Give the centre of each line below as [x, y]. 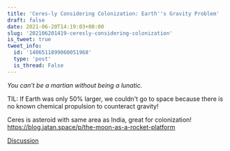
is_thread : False [39, 65]
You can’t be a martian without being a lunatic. [75, 85]
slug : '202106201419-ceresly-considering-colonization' [90, 33]
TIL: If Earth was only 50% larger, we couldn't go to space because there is [115, 99]
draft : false [26, 20]
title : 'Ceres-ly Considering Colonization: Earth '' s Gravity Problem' [113, 14]
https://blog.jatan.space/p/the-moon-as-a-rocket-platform [91, 127]
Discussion [23, 141]
